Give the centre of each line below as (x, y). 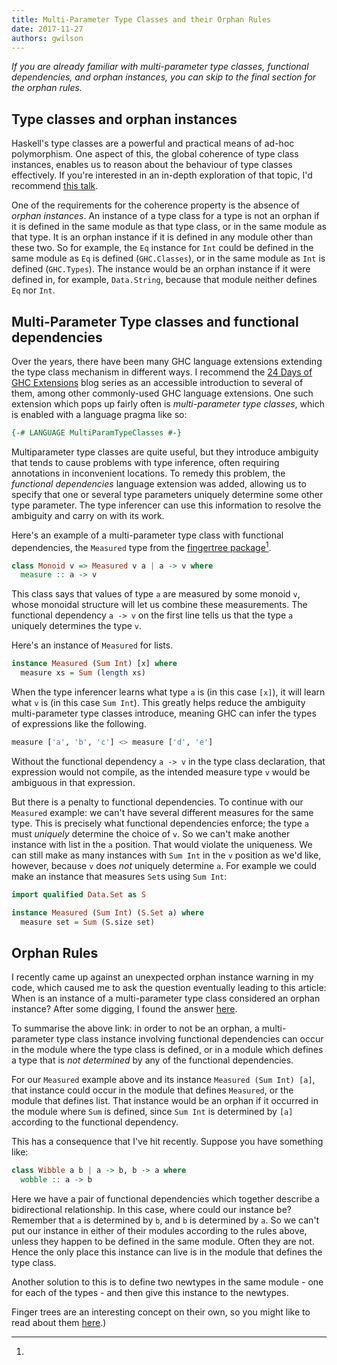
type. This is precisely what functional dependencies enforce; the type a (160, 823)
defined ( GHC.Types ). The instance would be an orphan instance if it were (161, 269)
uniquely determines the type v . (77, 626)
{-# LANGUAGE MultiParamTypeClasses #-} (97, 433)
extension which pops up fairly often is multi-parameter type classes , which (168, 404)
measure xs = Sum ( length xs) (83, 673)
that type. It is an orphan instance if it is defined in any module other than (162, 237)
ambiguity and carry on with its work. (88, 515)
